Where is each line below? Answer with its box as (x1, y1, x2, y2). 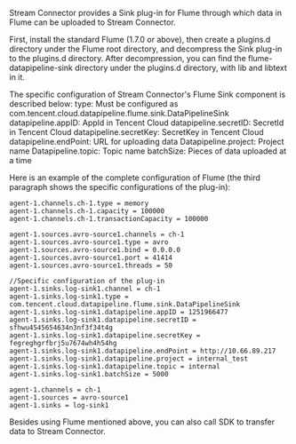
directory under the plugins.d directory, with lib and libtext (74, 62, 287, 73)
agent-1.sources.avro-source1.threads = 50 (9, 261, 173, 270)
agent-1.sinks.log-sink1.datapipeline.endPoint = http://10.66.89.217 (9, 346, 276, 355)
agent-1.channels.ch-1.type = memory (9, 199, 149, 208)
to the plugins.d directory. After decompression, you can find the (9, 53, 246, 63)
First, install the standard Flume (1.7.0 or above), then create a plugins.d (9, 35, 271, 44)
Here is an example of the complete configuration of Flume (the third (9, 172, 260, 183)
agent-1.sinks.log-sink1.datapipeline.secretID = (9, 315, 197, 324)
